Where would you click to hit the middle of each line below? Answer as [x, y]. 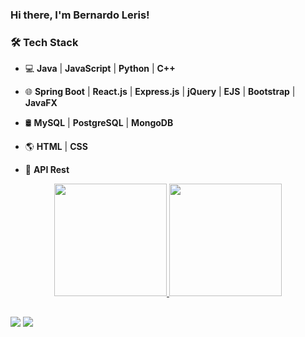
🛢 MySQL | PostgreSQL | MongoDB [99, 123]
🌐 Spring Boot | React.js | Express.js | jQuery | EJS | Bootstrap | [160, 92]
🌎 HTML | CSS [56, 147]
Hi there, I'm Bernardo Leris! [80, 15]
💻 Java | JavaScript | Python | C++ [100, 69]
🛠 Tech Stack [44, 42]
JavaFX [41, 103]
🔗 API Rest [47, 170]
